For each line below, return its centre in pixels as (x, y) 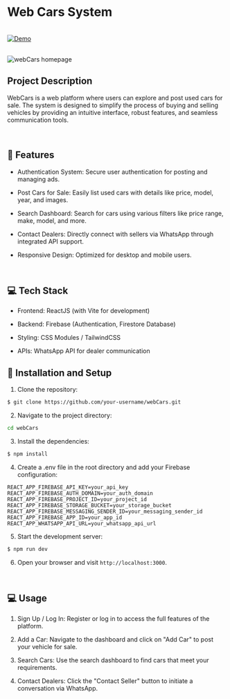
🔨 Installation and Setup (60, 373)
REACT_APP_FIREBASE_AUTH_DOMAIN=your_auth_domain (80, 493)
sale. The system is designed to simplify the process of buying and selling (113, 105)
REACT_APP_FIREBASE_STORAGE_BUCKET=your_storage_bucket (89, 505)
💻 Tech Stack (38, 290)
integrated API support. (51, 241)
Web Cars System (60, 12)
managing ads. (38, 179)
